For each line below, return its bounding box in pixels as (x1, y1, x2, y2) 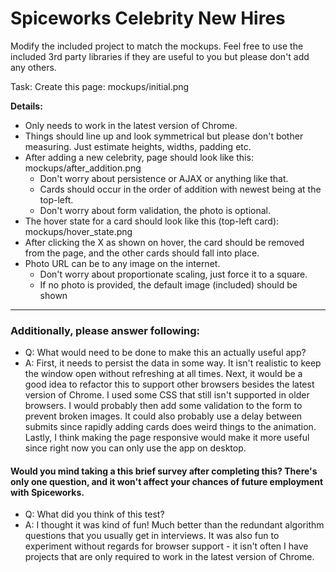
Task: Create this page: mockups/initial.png (10, 80, 190, 92)
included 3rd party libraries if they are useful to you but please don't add (10, 50, 310, 62)
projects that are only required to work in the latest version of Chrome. (24, 551, 315, 563)
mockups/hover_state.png (24, 225, 133, 237)
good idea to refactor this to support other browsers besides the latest (24, 378, 315, 391)
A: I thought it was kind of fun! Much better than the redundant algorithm (24, 519, 325, 531)
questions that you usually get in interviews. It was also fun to (24, 530, 280, 542)
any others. (10, 61, 57, 73)
